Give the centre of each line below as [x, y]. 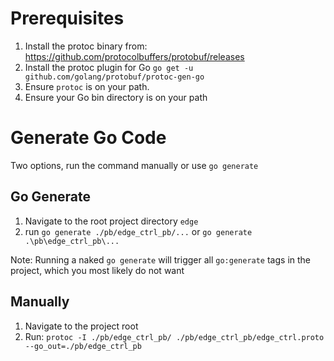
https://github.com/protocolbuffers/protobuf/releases [134, 56]
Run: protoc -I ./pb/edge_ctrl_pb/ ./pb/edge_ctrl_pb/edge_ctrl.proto [174, 336]
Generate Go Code [88, 138]
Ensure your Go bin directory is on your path [116, 97]
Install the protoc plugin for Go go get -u [109, 67]
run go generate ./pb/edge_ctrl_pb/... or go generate [138, 231]
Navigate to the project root [81, 326]
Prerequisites [67, 18]
